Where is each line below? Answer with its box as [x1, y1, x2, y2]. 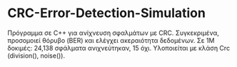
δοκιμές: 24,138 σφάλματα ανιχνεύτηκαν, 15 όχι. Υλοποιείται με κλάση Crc [7, 43, 231, 52]
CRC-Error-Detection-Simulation [7, 5, 206, 21]
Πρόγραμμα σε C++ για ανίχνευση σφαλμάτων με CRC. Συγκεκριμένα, [7, 29, 219, 37]
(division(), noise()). [7, 51, 66, 60]
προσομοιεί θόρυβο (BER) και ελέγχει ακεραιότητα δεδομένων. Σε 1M [7, 36, 215, 44]
